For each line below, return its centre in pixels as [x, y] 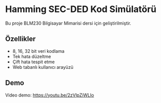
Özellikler [21, 39]
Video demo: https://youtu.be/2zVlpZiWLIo [50, 95]
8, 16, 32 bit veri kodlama [38, 51]
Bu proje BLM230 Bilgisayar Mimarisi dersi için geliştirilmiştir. [68, 23]
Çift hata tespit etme [33, 62]
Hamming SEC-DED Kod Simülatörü [81, 9]
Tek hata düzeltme [32, 56]
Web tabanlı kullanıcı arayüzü [43, 67]
